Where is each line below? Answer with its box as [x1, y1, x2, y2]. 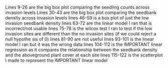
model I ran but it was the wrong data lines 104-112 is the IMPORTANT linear [5, 41, 162, 47]
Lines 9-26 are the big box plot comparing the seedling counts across [5, 4, 150, 10]
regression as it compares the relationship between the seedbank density [5, 47, 157, 52]
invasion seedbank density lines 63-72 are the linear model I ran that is [5, 20, 152, 26]
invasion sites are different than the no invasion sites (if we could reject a [5, 31, 157, 36]
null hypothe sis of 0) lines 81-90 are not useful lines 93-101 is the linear [5, 36, 154, 42]
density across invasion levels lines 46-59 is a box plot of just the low [5, 15, 149, 20]
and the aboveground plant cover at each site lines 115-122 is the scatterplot [5, 52, 163, 58]
